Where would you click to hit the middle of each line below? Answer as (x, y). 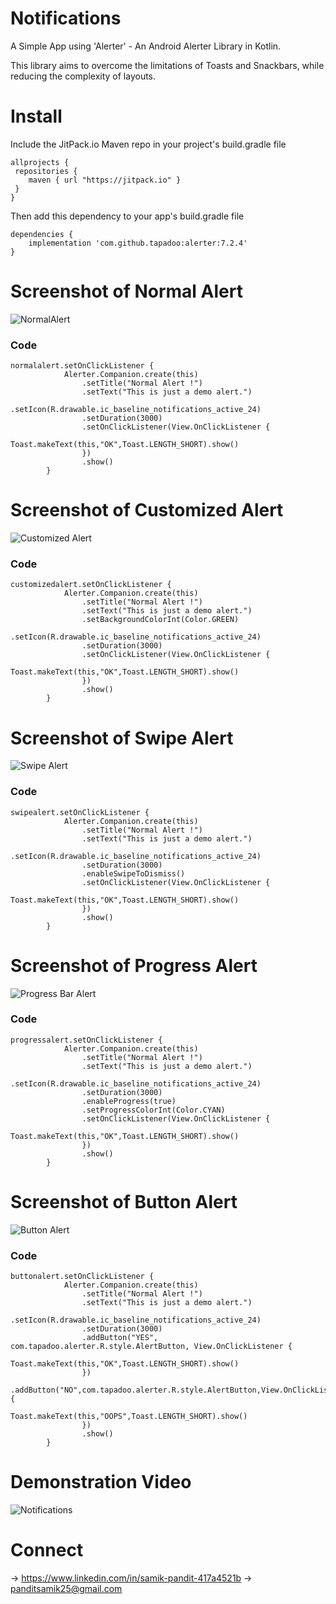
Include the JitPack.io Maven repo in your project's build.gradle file (148, 144)
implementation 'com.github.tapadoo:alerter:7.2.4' (138, 243)
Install (36, 116)
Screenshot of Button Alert (124, 1202)
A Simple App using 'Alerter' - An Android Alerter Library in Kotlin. (146, 46)
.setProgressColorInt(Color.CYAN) (153, 1110)
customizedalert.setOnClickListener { (91, 585)
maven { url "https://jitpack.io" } (105, 180)
